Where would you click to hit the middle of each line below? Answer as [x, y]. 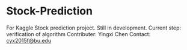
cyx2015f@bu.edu [29, 40]
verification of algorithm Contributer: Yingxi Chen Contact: [78, 34]
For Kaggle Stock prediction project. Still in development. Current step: [94, 28]
